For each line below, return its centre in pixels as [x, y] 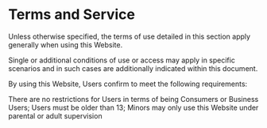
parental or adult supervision [55, 115]
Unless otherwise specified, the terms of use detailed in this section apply [130, 36]
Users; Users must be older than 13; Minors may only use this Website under [133, 107]
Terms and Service [72, 15]
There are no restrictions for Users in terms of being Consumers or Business [133, 99]
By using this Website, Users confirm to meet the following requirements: [128, 84]
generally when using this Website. [66, 44]
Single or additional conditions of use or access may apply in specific [122, 60]
